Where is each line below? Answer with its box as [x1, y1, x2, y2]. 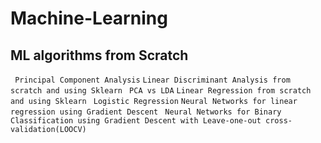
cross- [265, 116, 293, 126]
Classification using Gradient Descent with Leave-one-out [10, 116, 262, 126]
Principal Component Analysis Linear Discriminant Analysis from [14, 75, 291, 85]
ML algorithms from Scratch [10, 47, 189, 64]
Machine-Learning [10, 7, 168, 30]
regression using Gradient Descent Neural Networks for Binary [10, 107, 282, 117]
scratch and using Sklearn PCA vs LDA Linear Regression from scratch [10, 86, 312, 96]
